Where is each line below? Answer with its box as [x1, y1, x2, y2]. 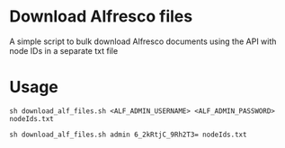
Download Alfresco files [9, 6, 193, 27]
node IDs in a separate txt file [9, 45, 119, 56]
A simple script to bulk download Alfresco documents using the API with [9, 36, 277, 47]
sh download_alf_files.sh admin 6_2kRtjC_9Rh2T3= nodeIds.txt [9, 130, 247, 139]
